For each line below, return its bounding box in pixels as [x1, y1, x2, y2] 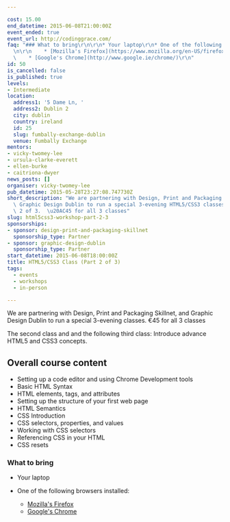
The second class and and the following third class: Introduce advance [7, 330, 207, 338]
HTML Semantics [16, 405, 66, 413]
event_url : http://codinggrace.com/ [7, 35, 112, 42]
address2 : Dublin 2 [13, 106, 69, 113]
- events [13, 271, 38, 278]
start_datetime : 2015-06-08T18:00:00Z [7, 252, 118, 260]
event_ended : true [7, 29, 60, 36]
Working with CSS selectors [16, 427, 97, 435]
